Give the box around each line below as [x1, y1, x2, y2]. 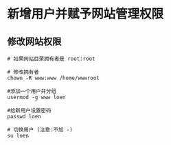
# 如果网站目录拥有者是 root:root [7, 55, 95, 62]
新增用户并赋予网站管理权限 [7, 6, 164, 22]
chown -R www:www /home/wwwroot [7, 75, 100, 81]
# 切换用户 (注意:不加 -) [7, 127, 73, 133]
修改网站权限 [7, 36, 62, 47]
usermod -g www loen [7, 94, 67, 101]
